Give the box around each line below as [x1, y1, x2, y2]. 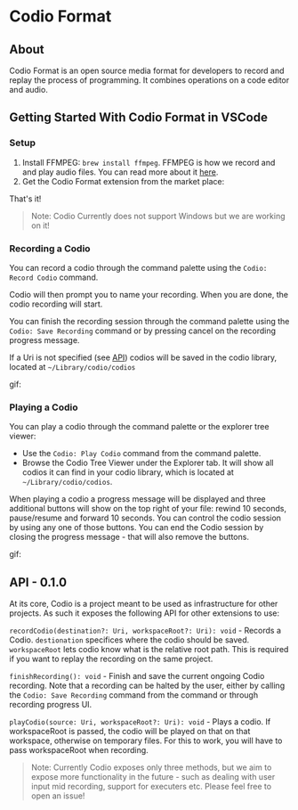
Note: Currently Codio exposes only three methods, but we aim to [30, 762, 272, 773]
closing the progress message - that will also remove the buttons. [9, 532, 249, 543]
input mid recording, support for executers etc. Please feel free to [30, 781, 272, 792]
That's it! [9, 193, 42, 204]
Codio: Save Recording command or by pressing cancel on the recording [9, 325, 277, 336]
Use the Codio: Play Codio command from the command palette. [21, 448, 262, 459]
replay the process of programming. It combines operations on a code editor [9, 75, 290, 86]
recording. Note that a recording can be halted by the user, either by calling [9, 680, 286, 691]
